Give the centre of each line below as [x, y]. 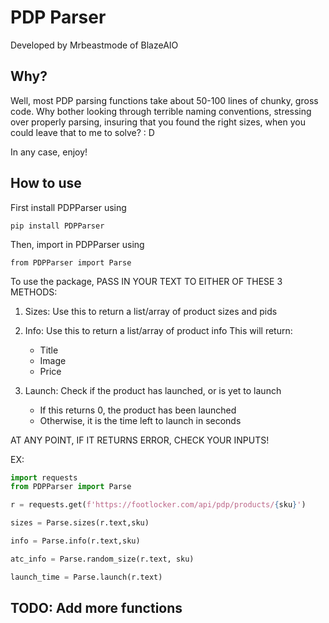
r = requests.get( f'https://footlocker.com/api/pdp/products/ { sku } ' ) [158, 505]
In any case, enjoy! [49, 152]
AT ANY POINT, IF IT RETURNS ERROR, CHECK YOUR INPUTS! [140, 440]
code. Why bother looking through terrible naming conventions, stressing [161, 111]
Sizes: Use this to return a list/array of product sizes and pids [151, 311]
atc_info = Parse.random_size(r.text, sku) [102, 559]
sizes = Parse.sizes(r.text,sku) [80, 523]
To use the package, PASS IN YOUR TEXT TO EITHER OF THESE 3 [146, 281]
